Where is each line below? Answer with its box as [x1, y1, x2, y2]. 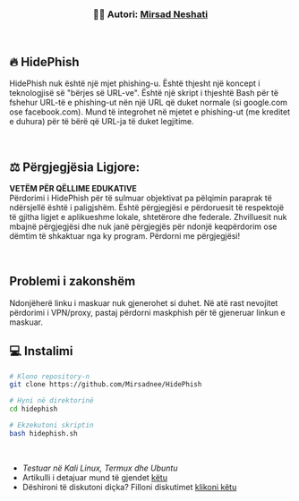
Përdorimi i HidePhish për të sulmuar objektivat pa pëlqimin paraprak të [9, 192, 273, 203]
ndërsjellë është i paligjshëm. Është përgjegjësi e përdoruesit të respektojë [9, 201, 285, 213]
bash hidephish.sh [9, 429, 78, 437]
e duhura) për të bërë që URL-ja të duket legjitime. [9, 116, 194, 127]
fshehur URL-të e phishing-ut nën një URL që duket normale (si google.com [9, 98, 288, 108]
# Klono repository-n [9, 371, 90, 381]
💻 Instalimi [9, 344, 73, 359]
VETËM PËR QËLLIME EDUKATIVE [9, 183, 137, 193]
